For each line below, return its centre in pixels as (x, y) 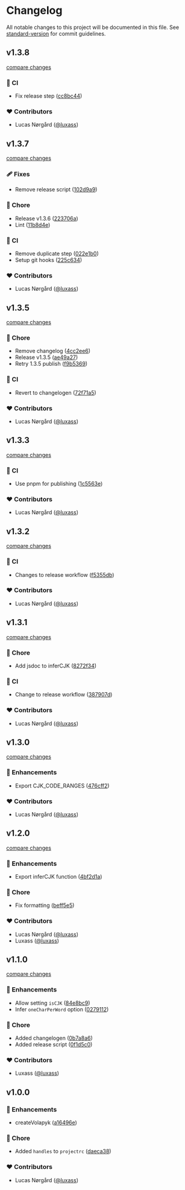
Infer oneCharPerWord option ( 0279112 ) (62, 1009)
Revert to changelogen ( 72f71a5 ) (55, 392)
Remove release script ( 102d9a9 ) (56, 189)
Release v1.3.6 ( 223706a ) (46, 218)
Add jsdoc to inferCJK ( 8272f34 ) (56, 666)
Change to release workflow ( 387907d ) (64, 695)
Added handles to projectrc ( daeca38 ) (63, 1151)
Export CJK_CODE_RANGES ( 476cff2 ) (62, 786)
